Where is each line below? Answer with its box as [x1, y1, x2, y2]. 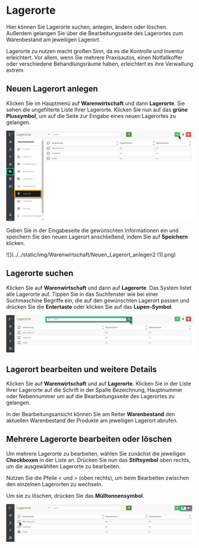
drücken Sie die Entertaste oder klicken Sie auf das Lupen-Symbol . [6, 303, 173, 310]
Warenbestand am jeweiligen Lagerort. [6, 36, 101, 43]
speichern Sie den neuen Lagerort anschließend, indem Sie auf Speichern [6, 233, 188, 240]
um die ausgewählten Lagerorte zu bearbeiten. [6, 463, 121, 470]
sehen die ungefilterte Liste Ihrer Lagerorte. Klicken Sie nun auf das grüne [6, 106, 188, 113]
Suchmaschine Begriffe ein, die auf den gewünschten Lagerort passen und [6, 296, 190, 304]
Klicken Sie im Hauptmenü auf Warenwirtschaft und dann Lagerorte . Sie [6, 100, 185, 107]
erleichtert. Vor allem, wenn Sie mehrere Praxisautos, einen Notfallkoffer [6, 54, 183, 61]
